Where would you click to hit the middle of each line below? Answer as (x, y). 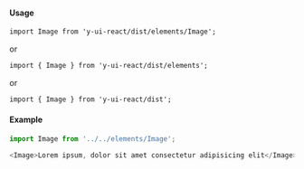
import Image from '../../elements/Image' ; (93, 139)
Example (26, 120)
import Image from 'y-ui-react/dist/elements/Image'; (113, 32)
